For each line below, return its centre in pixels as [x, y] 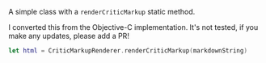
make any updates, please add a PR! [69, 36]
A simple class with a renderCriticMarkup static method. [102, 12]
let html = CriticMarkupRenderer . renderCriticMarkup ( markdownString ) [128, 51]
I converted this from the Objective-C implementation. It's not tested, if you [133, 27]
